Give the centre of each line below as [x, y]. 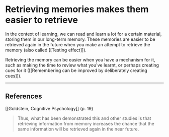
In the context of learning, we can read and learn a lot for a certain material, [83, 34]
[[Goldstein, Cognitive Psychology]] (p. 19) [49, 108]
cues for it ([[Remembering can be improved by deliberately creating [76, 70]
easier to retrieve [41, 20]
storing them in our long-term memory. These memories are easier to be [80, 39]
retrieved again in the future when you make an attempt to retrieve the [78, 44]
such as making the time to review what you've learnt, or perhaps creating [82, 65]
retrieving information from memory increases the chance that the [86, 123]
